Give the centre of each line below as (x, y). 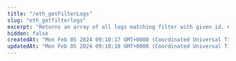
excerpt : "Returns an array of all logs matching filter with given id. (116, 27)
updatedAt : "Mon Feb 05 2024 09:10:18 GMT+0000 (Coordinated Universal (114, 46)
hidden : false (28, 33)
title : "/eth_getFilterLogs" (50, 14)
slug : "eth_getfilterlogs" (47, 20)
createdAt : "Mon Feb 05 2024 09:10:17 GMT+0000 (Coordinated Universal (114, 40)
